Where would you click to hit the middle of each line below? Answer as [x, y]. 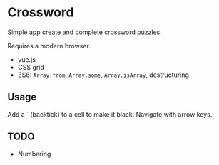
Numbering [34, 154]
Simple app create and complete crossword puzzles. [85, 32]
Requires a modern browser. [49, 46]
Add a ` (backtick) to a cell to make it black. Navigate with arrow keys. [110, 114]
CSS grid [31, 67]
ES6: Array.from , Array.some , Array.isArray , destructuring [103, 75]
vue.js [26, 59]
